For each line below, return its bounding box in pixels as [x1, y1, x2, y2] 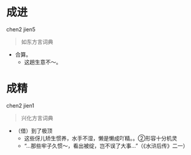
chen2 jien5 [6, 25, 36, 33]
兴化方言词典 [21, 114, 53, 121]
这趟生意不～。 [24, 58, 62, 65]
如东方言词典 [21, 38, 53, 45]
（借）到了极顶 [15, 127, 53, 134]
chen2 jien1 [6, 102, 34, 109]
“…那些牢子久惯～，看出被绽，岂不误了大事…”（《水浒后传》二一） [24, 142, 189, 149]
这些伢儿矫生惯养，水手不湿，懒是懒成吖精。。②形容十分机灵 [24, 135, 178, 142]
